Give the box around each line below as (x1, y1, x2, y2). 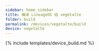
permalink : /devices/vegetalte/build (5, 21, 86, 27)
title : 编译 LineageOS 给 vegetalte (5, 12, 82, 17)
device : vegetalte (5, 26, 45, 31)
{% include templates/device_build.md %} (5, 40, 94, 46)
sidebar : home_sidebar (5, 7, 54, 13)
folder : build (5, 17, 36, 22)
